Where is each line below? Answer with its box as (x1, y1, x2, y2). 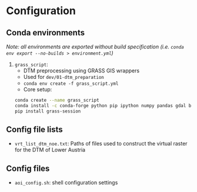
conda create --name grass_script (14, 97, 99, 103)
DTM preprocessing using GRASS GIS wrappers (23, 67, 140, 74)
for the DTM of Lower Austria (14, 146, 86, 154)
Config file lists (6, 125, 63, 135)
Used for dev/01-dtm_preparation (23, 74, 104, 80)
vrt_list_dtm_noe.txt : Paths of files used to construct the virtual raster (14, 140, 188, 147)
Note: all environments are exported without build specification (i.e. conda (6, 43, 184, 50)
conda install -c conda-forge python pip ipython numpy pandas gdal (14, 102, 186, 108)
